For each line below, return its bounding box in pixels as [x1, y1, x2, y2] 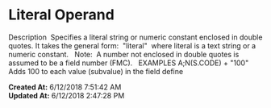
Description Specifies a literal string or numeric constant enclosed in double [8, 32, 263, 42]
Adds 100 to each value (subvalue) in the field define [8, 66, 184, 76]
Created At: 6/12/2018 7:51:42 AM [8, 82, 122, 92]
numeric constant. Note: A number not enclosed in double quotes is [8, 49, 240, 59]
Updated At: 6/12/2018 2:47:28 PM [8, 90, 125, 100]
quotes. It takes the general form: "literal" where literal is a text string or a [8, 40, 256, 50]
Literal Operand [8, 6, 115, 24]
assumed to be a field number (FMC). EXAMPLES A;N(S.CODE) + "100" [8, 58, 249, 68]
